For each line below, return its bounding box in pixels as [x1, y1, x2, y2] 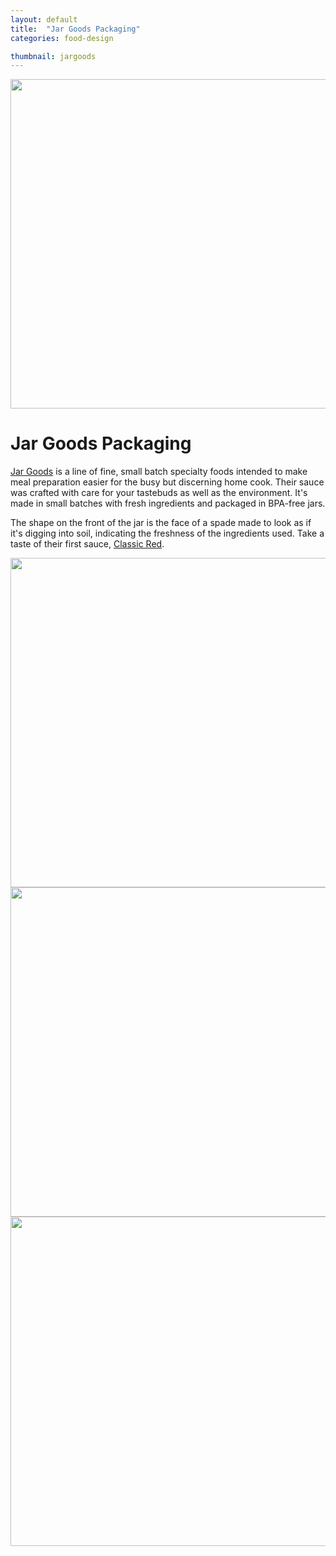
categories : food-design [10, 33, 114, 43]
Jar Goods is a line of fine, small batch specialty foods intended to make [10, 466, 308, 478]
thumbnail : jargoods [10, 51, 97, 61]
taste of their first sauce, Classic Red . [10, 538, 165, 550]
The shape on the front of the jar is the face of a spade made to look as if [10, 517, 312, 529]
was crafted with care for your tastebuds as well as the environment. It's [10, 487, 308, 499]
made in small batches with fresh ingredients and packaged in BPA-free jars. [10, 497, 326, 510]
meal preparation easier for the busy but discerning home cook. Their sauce [10, 476, 325, 488]
